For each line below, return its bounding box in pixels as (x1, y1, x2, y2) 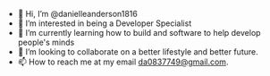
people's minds (17, 37, 75, 47)
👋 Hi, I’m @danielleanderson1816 (17, 9, 139, 19)
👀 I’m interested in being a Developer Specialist (17, 18, 192, 29)
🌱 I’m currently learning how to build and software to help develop (17, 28, 261, 38)
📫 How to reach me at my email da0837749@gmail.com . (17, 56, 229, 67)
